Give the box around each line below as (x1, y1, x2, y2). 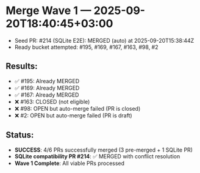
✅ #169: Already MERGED (14, 84, 80, 92)
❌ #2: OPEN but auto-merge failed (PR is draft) (14, 111, 132, 119)
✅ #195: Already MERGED (14, 77, 80, 84)
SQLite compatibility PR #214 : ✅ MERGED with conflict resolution (14, 152, 180, 160)
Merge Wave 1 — (5, 4, 91, 18)
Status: (5, 130, 34, 141)
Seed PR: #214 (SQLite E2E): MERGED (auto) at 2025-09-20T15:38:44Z (14, 37, 195, 44)
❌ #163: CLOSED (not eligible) (14, 98, 90, 105)
